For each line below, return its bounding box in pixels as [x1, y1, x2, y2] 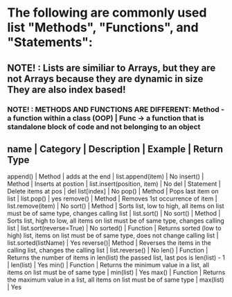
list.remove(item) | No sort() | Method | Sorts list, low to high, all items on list [7, 202, 224, 210]
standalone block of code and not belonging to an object [7, 121, 201, 131]
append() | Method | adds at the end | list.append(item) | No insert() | [7, 172, 204, 181]
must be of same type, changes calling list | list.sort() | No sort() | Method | [7, 210, 221, 218]
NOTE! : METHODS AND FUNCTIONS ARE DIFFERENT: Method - [7, 104, 225, 114]
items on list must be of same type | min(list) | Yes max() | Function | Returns [7, 269, 226, 277]
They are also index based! [7, 83, 126, 95]
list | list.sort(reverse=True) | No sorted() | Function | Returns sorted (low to [7, 224, 222, 232]
